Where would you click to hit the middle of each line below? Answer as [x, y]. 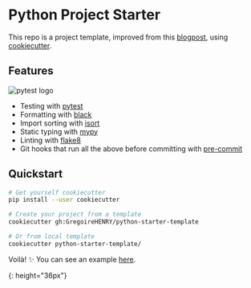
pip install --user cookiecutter [64, 200]
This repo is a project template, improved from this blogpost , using [118, 37]
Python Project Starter [85, 15]
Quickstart [36, 174]
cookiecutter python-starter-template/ [75, 244]
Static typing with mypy [59, 131]
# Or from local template [51, 237]
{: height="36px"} [38, 275]
